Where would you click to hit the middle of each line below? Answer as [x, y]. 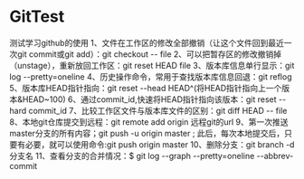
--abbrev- [275, 155]
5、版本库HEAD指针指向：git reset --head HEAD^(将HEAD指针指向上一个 [146, 88]
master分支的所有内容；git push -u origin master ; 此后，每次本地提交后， [147, 133]
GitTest [37, 17]
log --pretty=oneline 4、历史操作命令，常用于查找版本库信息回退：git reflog [151, 76]
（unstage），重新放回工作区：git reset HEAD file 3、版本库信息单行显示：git [152, 65]
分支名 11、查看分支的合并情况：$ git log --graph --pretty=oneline [132, 155]
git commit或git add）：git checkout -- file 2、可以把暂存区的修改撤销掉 [149, 54]
